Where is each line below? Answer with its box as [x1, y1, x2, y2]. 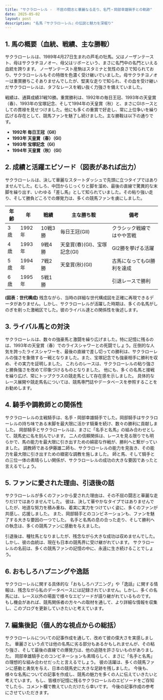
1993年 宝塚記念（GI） [12, 142, 58, 147]
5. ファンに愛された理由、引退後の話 [5, 479, 114, 487]
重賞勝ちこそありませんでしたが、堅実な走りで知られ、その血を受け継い [13, 78, 158, 84]
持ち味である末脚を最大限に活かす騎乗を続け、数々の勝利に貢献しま [21, 421, 158, 426]
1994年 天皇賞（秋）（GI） [12, 147, 65, 153]
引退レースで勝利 [112, 277, 151, 284]
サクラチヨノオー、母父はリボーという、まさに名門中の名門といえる [21, 60, 158, 66]
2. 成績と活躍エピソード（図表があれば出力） [5, 163, 140, 171]
